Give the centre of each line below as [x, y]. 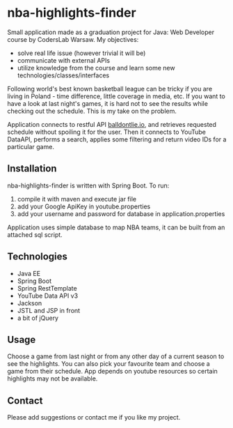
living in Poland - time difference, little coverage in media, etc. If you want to [116, 96]
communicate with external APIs [63, 60]
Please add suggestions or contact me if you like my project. [94, 418]
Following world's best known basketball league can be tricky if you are [110, 89]
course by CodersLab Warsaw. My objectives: [73, 39]
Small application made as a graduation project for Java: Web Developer [111, 32]
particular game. [31, 146]
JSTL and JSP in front [49, 310]
